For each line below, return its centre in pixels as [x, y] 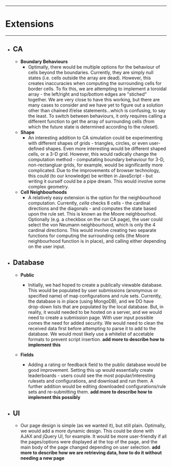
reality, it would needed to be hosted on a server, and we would [95, 312]
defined [36, 149]
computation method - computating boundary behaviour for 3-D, [96, 159]
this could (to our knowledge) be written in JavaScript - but [90, 176]
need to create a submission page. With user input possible [91, 317]
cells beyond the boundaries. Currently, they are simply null [91, 72]
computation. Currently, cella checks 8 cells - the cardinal [89, 203]
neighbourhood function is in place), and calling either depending [97, 241]
